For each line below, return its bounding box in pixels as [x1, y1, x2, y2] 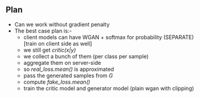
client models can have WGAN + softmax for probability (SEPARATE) [23, 33, 194, 41]
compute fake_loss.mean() [23, 78, 91, 85]
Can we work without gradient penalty [14, 20, 110, 28]
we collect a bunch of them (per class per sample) [23, 52, 149, 60]
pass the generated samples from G [23, 72, 113, 79]
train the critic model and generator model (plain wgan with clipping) [23, 84, 195, 92]
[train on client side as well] [23, 40, 92, 47]
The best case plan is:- [14, 27, 72, 34]
